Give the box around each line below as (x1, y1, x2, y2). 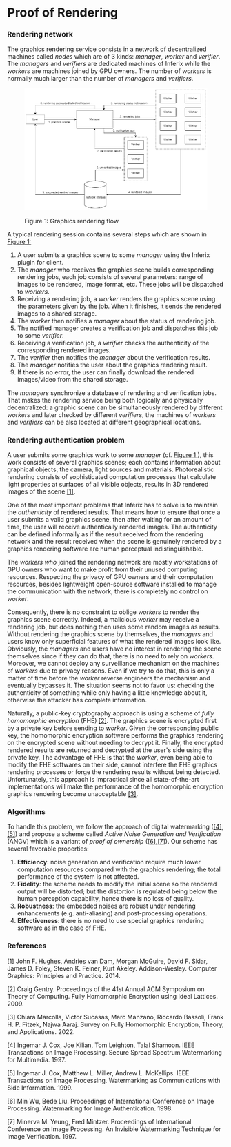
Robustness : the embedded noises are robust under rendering (17, 902, 197, 911)
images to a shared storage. (17, 309, 97, 318)
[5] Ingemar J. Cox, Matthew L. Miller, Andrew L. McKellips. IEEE (7, 1068, 190, 1077)
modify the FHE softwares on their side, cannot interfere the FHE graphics (7, 760, 218, 769)
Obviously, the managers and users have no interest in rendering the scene (7, 644, 221, 653)
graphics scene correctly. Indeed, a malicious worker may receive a (7, 616, 199, 624)
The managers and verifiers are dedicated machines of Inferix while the (7, 60, 211, 68)
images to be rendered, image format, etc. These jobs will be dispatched (17, 280, 224, 288)
